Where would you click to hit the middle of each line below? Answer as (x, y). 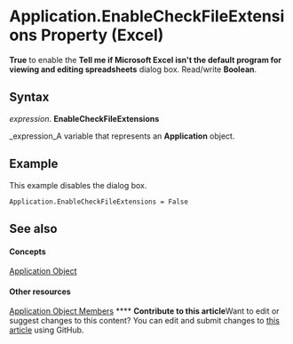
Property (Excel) (102, 35)
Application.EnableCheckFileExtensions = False (99, 202)
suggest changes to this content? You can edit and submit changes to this (144, 321)
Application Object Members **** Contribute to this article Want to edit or (144, 311)
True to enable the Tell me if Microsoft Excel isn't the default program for (146, 60)
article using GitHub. (47, 330)
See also (33, 228)
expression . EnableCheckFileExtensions (84, 118)
